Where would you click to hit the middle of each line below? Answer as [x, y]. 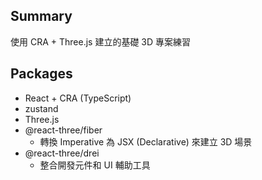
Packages [41, 74]
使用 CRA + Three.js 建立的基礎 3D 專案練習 [101, 41]
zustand [41, 108]
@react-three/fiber [63, 130]
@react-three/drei [62, 153]
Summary [41, 16]
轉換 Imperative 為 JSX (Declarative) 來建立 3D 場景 [146, 141]
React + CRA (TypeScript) [78, 98]
